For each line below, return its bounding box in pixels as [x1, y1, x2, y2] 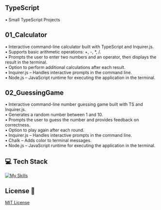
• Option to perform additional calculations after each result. [5, 64, 126, 70]
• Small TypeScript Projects [5, 16, 61, 22]
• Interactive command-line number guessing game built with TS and [5, 101, 143, 107]
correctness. [5, 122, 31, 128]
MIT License [5, 200, 30, 206]
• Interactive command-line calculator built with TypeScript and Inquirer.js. [5, 44, 154, 49]
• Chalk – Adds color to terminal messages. [5, 138, 92, 144]
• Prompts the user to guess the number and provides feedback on [5, 117, 139, 123]
